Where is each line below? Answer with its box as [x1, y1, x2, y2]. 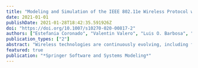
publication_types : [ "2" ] [6, 36, 70, 42]
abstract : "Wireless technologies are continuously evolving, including [6, 42, 189, 48]
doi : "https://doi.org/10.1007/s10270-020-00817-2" [6, 25, 136, 31]
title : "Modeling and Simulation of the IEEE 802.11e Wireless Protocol [6, 8, 189, 15]
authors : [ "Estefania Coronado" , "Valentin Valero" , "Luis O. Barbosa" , [6, 31, 189, 37]
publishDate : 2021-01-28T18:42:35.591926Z [6, 20, 112, 25]
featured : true [6, 47, 44, 53]
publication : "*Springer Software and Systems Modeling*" [6, 53, 151, 59]
